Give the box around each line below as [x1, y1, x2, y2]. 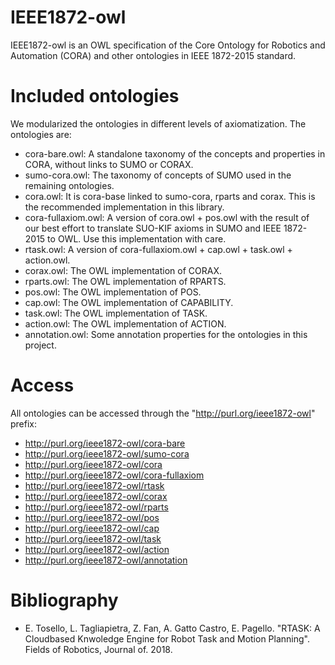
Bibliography [10, 589, 119, 611]
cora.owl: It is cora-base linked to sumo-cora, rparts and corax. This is [24, 190, 316, 202]
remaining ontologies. [24, 179, 115, 191]
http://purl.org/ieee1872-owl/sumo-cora [24, 447, 190, 460]
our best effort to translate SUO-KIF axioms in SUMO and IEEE [24, 222, 282, 234]
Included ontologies [10, 85, 180, 108]
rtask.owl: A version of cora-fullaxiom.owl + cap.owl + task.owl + [24, 243, 293, 255]
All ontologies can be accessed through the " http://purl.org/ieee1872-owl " [10, 407, 316, 419]
